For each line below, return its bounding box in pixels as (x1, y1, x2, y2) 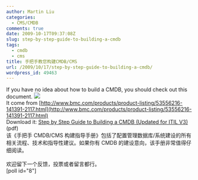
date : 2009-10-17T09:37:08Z (6, 31, 76, 37)
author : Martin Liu (6, 8, 55, 15)
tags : (6, 42, 20, 48)
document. (6, 93, 33, 100)
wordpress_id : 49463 (6, 70, 58, 76)
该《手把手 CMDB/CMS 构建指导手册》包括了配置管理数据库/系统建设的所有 (6, 132, 191, 139)
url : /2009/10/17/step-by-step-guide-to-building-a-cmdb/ (6, 64, 153, 70)
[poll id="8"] (6, 167, 37, 175)
